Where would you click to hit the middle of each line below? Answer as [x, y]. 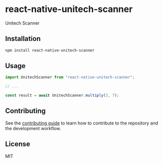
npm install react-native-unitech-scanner [50, 50]
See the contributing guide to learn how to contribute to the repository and [82, 123]
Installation [23, 39]
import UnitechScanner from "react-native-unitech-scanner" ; [70, 77]
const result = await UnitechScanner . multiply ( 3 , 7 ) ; [62, 95]
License [18, 144]
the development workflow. [33, 128]
